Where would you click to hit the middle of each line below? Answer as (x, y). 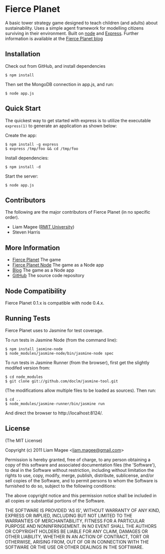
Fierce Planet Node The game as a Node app (58, 265)
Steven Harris (26, 232)
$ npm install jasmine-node (34, 349)
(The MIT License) (24, 440)
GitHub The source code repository (48, 276)
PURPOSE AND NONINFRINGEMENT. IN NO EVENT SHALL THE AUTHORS (81, 526)
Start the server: (22, 176)
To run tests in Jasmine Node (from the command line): (61, 340)
